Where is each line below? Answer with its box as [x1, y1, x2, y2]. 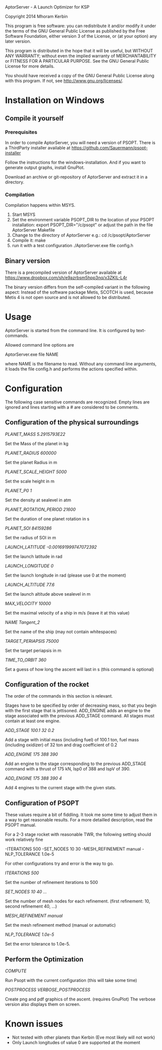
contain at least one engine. [5, 718, 61, 724]
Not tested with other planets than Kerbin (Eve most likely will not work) [12, 1034, 155, 1040]
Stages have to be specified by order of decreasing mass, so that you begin [5, 702, 157, 708]
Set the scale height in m [5, 478, 55, 484]
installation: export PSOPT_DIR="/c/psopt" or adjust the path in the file [12, 222, 153, 228]
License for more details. [5, 63, 55, 69]
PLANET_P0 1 [5, 487, 32, 493]
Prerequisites [5, 129, 37, 135]
